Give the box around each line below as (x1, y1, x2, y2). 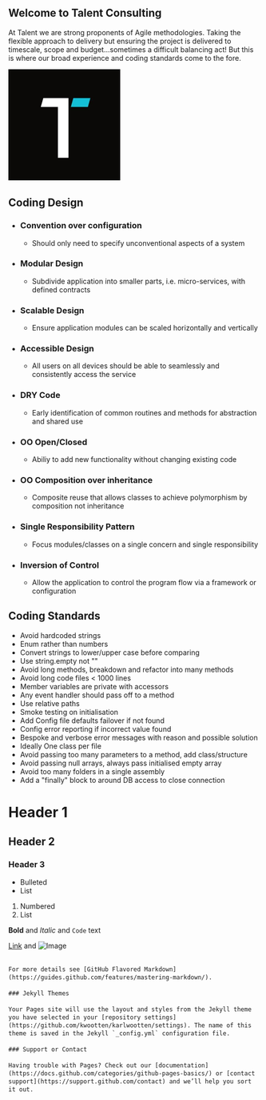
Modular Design (19, 258, 84, 269)
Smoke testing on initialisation (19, 707, 118, 717)
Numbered (19, 901, 56, 911)
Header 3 (8, 859, 46, 870)
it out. (8, 1085, 34, 1094)
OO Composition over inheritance (19, 474, 153, 485)
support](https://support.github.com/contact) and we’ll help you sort (8, 1077, 252, 1086)
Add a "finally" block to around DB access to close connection (19, 775, 225, 785)
